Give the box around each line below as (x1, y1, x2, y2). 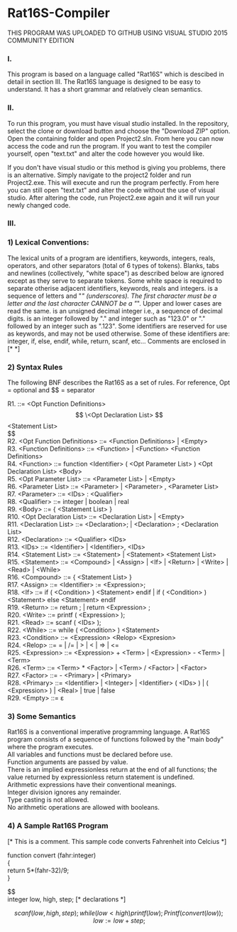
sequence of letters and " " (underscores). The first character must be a (7, 291, 217, 300)
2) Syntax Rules (7, 362, 63, 372)
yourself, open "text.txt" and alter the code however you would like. (7, 149, 204, 158)
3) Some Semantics (7, 711, 77, 721)
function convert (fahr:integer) (7, 851, 97, 859)
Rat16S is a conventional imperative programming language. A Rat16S (7, 727, 211, 737)
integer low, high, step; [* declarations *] (7, 894, 126, 904)
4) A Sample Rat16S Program (7, 821, 109, 831)
